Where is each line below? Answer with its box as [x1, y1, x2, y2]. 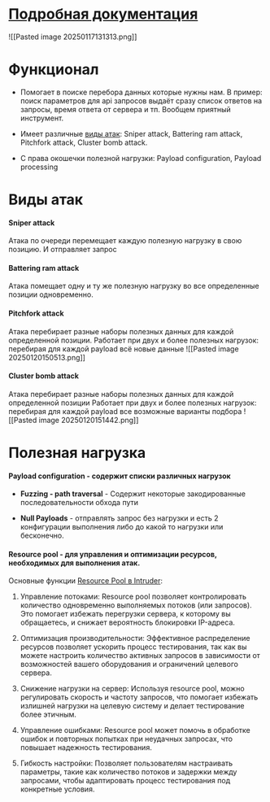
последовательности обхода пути [20, 498, 139, 508]
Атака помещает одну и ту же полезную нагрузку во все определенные [8, 281, 259, 291]
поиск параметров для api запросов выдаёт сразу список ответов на [20, 95, 263, 106]
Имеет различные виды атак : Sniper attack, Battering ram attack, [20, 129, 243, 138]
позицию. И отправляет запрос [8, 245, 117, 255]
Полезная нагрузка [8, 444, 146, 462]
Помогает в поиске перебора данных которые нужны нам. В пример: [20, 87, 263, 97]
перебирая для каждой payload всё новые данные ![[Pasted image [8, 343, 239, 354]
